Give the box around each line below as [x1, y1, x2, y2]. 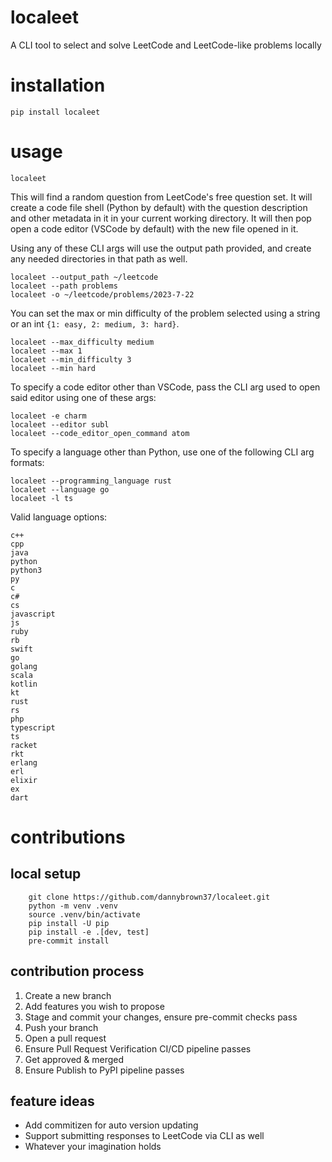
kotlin [10, 679, 38, 689]
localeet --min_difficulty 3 [10, 354, 132, 365]
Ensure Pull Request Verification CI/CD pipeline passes [24, 1042, 252, 1055]
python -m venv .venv [28, 901, 118, 911]
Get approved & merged [24, 1053, 125, 1065]
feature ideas [10, 1093, 95, 1110]
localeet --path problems [10, 281, 118, 291]
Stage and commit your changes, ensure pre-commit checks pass [24, 1011, 298, 1023]
